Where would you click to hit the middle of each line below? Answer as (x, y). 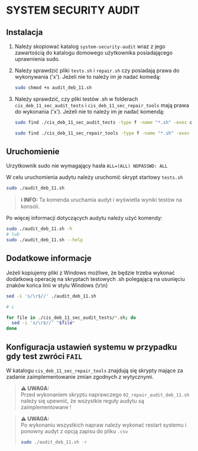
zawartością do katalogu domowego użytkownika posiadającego (94, 53)
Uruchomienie (33, 152)
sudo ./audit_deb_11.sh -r (54, 442)
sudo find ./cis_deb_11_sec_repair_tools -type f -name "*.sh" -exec (102, 133)
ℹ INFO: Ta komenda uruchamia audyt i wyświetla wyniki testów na (101, 200)
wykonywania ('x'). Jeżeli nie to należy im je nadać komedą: (88, 77)
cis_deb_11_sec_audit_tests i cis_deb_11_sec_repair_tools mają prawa (102, 105)
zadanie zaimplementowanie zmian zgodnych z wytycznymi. (80, 376)
